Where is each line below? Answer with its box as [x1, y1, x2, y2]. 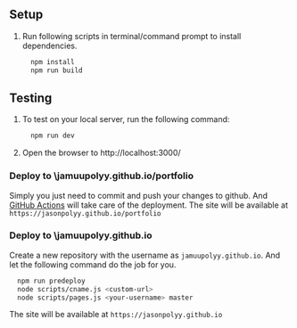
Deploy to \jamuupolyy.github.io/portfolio [9, 169, 194, 182]
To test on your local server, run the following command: [21, 114, 230, 125]
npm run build [30, 66, 83, 75]
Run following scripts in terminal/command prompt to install [21, 30, 242, 41]
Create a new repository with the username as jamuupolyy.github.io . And [9, 250, 281, 260]
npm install [30, 57, 75, 66]
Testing [9, 90, 53, 105]
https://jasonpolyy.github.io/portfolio [9, 209, 162, 217]
